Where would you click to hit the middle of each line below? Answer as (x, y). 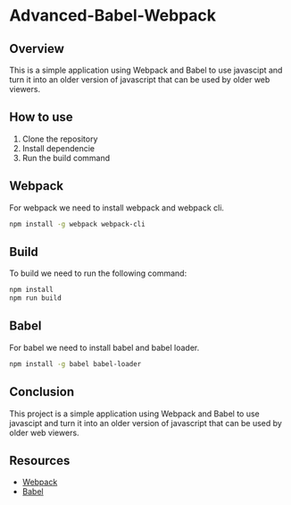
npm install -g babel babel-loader (75, 364)
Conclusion (42, 392)
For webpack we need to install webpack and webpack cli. (117, 208)
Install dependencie (58, 148)
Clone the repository (60, 139)
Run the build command (66, 158)
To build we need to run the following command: (98, 273)
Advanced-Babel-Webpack (113, 16)
